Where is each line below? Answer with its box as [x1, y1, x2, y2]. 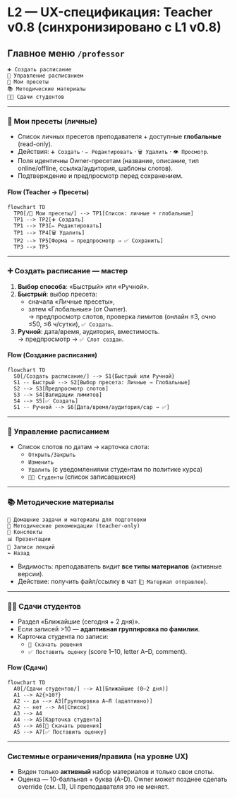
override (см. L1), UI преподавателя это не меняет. [17, 782, 169, 791]
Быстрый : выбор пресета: [17, 290, 97, 298]
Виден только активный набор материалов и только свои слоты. [17, 768, 214, 776]
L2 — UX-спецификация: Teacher [7, 4, 213, 20]
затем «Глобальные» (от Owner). [28, 304, 128, 313]
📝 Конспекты [7, 528, 42, 535]
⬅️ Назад [7, 549, 30, 556]
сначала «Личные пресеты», [28, 297, 115, 306]
